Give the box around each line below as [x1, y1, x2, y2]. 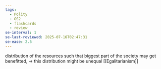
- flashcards [9, 21, 37, 26]
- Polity [9, 12, 28, 17]
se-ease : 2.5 [5, 39, 32, 44]
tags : [5, 7, 16, 12]
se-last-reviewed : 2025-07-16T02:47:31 [5, 35, 88, 40]
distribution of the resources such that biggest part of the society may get [5, 53, 156, 59]
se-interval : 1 [5, 30, 37, 35]
